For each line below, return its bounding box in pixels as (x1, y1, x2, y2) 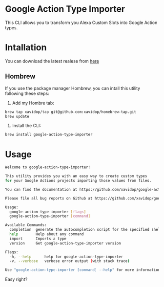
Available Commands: (5, 222, 47, 228)
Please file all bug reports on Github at (5, 196, 93, 201)
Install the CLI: (12, 123, 41, 129)
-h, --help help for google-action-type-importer (9, 254, 123, 259)
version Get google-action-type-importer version (9, 241, 121, 245)
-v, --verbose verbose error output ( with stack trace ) (9, 259, 130, 264)
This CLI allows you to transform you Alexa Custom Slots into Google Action (5, 20, 158, 25)
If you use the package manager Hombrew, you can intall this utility (5, 85, 141, 91)
